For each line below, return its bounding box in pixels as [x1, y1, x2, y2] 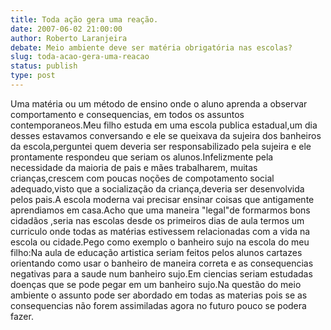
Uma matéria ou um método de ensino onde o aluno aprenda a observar [10, 97, 308, 110]
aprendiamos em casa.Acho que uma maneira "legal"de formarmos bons [10, 204, 311, 216]
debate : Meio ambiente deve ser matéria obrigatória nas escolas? [10, 42, 293, 53]
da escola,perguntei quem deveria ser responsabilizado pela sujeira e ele [10, 140, 312, 152]
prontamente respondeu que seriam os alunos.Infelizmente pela [10, 151, 274, 163]
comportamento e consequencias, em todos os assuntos [10, 108, 245, 120]
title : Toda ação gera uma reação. [10, 14, 159, 25]
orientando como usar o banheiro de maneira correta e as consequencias [10, 257, 314, 269]
